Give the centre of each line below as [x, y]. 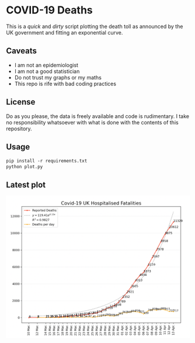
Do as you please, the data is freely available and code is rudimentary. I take [98, 116]
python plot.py [25, 167]
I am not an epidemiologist [46, 65]
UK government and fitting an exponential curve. [65, 32]
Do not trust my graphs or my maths [58, 77]
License [21, 102]
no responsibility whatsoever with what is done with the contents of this [93, 122]
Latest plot [26, 185]
